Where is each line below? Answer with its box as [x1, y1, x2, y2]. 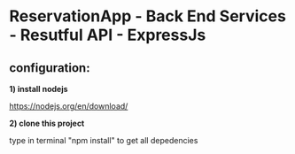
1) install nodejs [9, 84, 68, 94]
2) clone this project [9, 118, 85, 128]
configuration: [9, 60, 90, 75]
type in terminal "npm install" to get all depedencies [9, 135, 198, 145]
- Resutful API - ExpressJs [9, 25, 206, 45]
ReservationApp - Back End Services [9, 6, 286, 27]
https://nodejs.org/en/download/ [9, 101, 128, 112]
